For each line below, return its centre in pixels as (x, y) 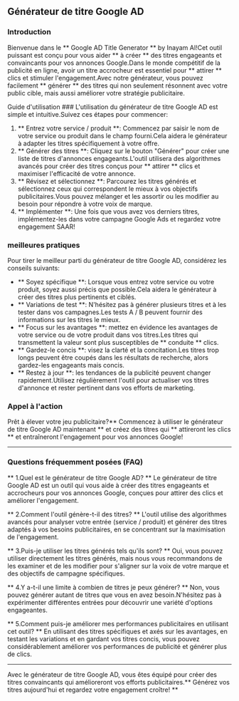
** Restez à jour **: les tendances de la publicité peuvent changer (114, 373)
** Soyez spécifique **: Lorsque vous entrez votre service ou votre (116, 281)
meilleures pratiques (44, 245)
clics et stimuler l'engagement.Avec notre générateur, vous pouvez (106, 78)
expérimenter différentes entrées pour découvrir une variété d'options (110, 602)
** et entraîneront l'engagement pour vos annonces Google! (95, 437)
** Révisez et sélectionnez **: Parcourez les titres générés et (107, 181)
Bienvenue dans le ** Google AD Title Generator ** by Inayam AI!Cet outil (115, 47)
